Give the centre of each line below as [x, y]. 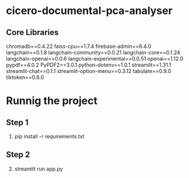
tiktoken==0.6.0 [25, 77]
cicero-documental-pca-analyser [90, 11]
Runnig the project [52, 101]
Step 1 [17, 122]
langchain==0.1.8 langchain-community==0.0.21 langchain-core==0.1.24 [93, 53]
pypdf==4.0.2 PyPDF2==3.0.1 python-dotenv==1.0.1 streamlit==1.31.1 [89, 65]
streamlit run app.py [38, 169]
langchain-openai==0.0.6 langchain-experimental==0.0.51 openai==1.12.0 [95, 59]
